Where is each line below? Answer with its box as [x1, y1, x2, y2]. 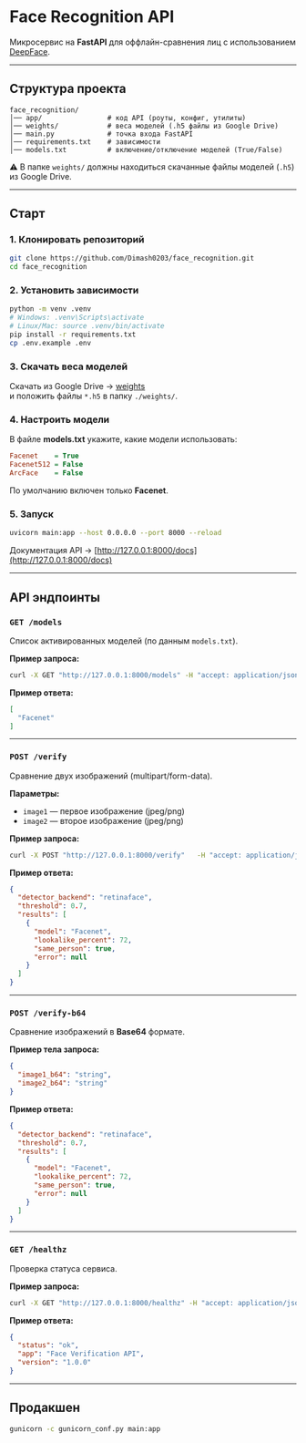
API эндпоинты [9, 590, 101, 605]
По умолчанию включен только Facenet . [9, 485, 168, 496]
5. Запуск [9, 508, 55, 521]
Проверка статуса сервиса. [9, 1263, 117, 1273]
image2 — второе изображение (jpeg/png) [22, 815, 184, 826]
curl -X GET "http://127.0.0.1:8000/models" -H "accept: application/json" [9, 670, 303, 680]
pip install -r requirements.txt [9, 330, 137, 339]
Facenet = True [9, 451, 79, 461]
